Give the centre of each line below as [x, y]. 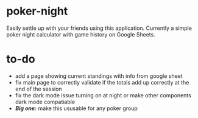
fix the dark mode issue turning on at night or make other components [103, 95]
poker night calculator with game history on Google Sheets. [81, 34]
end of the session [38, 89]
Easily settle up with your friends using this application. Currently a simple [99, 28]
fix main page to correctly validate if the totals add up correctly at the [102, 82]
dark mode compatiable [45, 102]
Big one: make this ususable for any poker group [76, 108]
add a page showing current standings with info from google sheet [99, 76]
